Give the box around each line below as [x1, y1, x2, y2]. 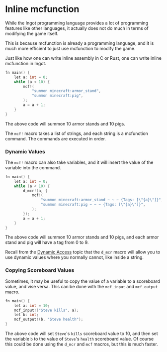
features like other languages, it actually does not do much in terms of [5, 25, 149, 31]
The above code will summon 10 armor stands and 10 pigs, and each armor [5, 234, 159, 240]
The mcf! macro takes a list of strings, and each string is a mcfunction [5, 130, 148, 136]
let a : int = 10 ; [14, 303, 50, 308]
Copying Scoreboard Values [5, 267, 75, 274]
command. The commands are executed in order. [5, 135, 106, 141]
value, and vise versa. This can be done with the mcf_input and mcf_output [5, 283, 158, 289]
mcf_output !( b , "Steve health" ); [14, 317, 83, 322]
